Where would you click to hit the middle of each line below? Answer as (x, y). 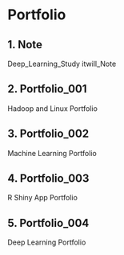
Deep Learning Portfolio (47, 242)
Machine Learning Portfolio (52, 153)
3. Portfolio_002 (48, 134)
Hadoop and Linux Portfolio (52, 108)
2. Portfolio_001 (47, 89)
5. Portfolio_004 (48, 223)
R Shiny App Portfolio (42, 198)
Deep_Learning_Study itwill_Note (62, 64)
